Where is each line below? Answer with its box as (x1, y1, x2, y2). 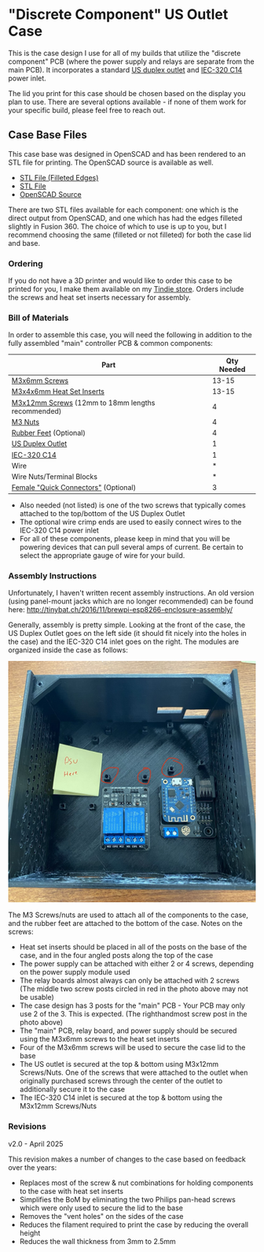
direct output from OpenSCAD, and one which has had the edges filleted (8, 213, 243, 222)
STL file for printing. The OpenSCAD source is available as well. (8, 158, 214, 167)
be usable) (19, 993, 55, 1002)
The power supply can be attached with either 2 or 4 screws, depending (19, 959, 254, 968)
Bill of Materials (8, 312, 69, 323)
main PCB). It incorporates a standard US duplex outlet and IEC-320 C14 (8, 65, 243, 74)
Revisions (8, 1121, 47, 1132)
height (19, 1228, 41, 1238)
